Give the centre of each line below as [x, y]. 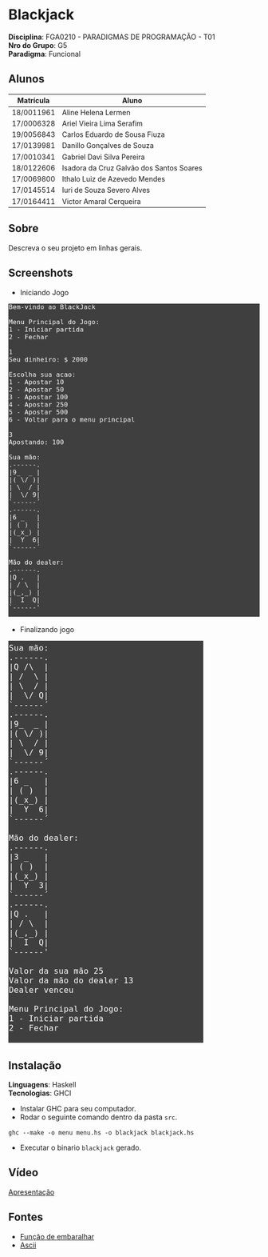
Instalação [35, 1065]
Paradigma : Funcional [45, 54]
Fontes [26, 1217]
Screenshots [41, 273]
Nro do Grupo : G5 [38, 45]
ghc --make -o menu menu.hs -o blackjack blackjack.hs [101, 1133]
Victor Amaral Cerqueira [101, 201]
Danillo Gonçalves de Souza [108, 146]
